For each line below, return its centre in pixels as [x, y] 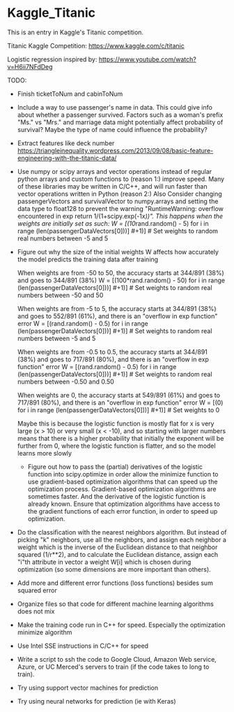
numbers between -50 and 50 [60, 295]
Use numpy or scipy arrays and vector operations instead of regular [115, 171]
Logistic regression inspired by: [52, 59]
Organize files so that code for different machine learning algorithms [115, 604]
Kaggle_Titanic [52, 13]
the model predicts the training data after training [88, 259]
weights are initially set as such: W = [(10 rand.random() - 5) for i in [113, 223]
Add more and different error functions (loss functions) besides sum [115, 583]
